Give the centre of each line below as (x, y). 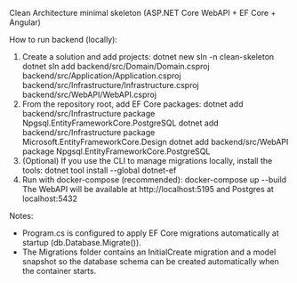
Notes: (21, 216)
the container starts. (59, 271)
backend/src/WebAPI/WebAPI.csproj (89, 94)
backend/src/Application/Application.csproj (101, 76)
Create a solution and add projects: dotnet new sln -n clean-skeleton (148, 57)
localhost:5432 (50, 198)
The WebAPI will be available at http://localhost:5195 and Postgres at (148, 189)
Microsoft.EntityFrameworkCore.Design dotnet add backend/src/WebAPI (155, 142)
